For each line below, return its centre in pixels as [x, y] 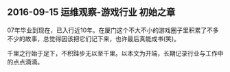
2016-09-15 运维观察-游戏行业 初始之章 [91, 12]
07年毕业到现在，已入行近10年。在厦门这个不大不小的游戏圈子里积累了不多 [113, 30]
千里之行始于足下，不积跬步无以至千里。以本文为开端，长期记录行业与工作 [112, 53]
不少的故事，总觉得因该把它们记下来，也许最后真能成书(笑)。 [94, 38]
